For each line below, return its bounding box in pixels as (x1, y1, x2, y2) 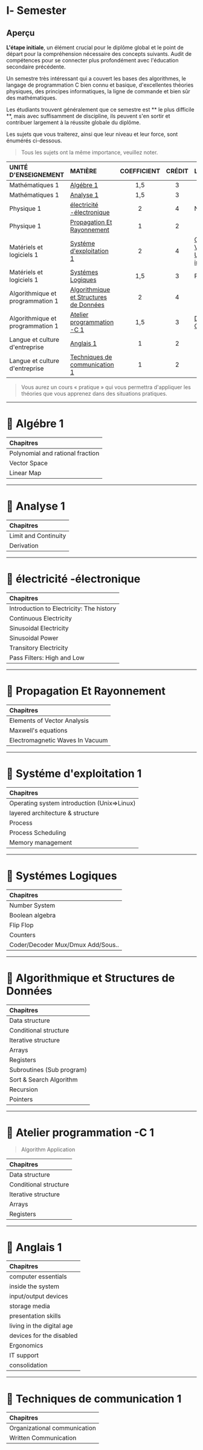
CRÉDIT (166, 167, 188, 175)
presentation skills (9, 1312, 62, 1320)
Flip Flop (9, 920, 34, 929)
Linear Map (9, 468, 42, 477)
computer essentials (9, 1272, 68, 1281)
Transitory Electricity (9, 644, 68, 652)
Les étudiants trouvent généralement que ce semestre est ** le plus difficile (6, 106, 195, 113)
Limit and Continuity (9, 531, 66, 540)
